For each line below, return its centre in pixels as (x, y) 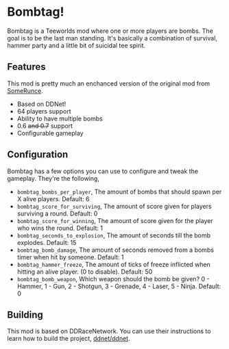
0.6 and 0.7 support (45, 126)
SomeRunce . (25, 90)
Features (26, 67)
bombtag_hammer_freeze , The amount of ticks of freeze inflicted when (113, 264)
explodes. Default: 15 (47, 242)
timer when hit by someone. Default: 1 (71, 257)
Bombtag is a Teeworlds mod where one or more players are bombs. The (110, 31)
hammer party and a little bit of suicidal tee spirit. (76, 45)
